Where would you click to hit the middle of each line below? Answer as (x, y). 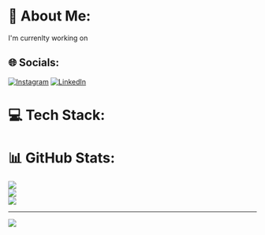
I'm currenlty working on (48, 38)
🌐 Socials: (34, 63)
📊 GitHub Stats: (62, 158)
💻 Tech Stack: (57, 115)
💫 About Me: (50, 16)
